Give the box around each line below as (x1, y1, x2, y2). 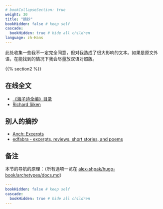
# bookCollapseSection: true (5, 7, 66, 12)
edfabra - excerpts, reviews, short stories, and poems (12, 136, 123, 142)
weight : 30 (5, 12, 28, 17)
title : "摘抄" (5, 16, 33, 21)
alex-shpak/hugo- (78, 166, 116, 172)
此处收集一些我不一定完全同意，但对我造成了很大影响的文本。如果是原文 (5, 49, 154, 55)
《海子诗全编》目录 (12, 95, 52, 101)
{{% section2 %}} (5, 65, 41, 71)
